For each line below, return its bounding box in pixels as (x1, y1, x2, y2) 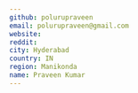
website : (9, 29, 42, 38)
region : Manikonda (9, 63, 77, 72)
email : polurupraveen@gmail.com (9, 21, 129, 30)
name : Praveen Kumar (9, 71, 86, 80)
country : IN (9, 54, 53, 63)
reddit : (9, 37, 38, 47)
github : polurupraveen (9, 12, 93, 22)
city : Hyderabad (9, 46, 69, 55)
